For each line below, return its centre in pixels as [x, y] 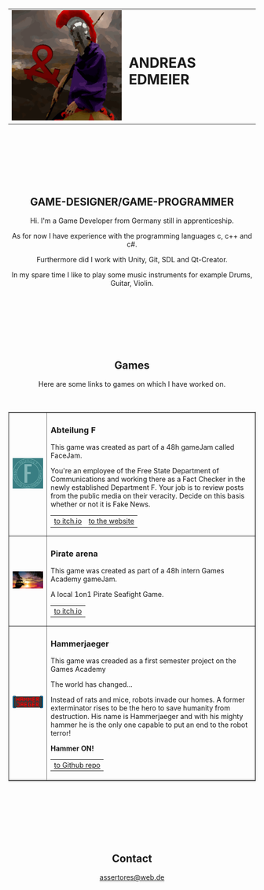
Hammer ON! [72, 748]
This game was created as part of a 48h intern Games [137, 571]
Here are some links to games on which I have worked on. [132, 384]
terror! [61, 732]
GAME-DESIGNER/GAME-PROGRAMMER [132, 202]
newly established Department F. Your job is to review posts [147, 488]
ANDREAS [162, 63]
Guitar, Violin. [132, 284]
